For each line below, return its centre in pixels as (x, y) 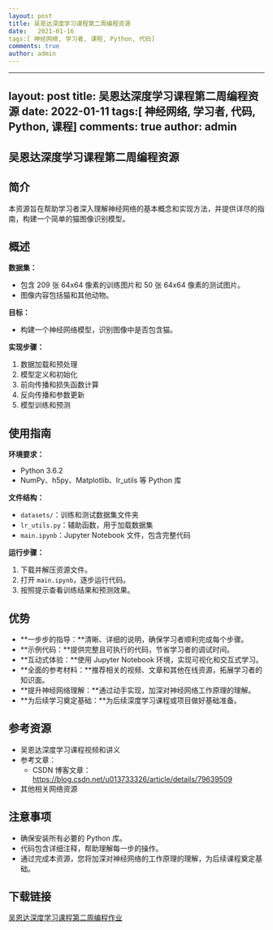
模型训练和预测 (45, 405)
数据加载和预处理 (49, 365)
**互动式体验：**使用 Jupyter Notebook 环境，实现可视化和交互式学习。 (141, 660)
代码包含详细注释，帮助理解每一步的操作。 (91, 848)
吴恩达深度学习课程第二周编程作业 (65, 918)
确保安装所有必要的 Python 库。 (74, 838)
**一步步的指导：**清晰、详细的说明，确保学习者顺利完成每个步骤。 (134, 640)
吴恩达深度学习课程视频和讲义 (70, 749)
